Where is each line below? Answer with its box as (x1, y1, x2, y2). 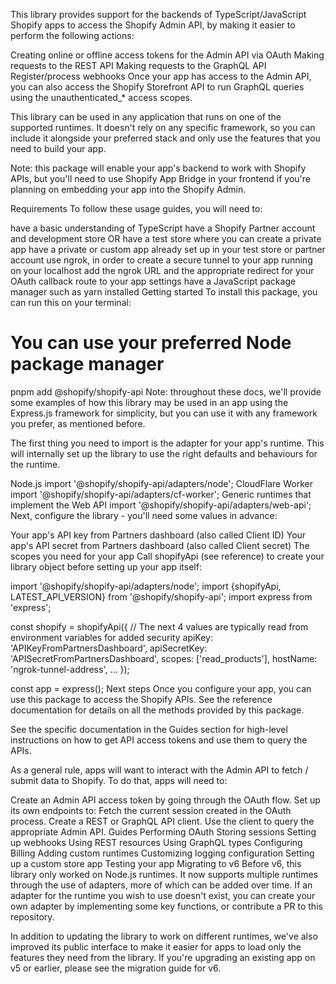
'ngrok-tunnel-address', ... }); (10, 663, 130, 675)
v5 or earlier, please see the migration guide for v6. (10, 962, 222, 974)
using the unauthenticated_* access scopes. (10, 92, 193, 103)
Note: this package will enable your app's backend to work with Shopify (10, 162, 307, 174)
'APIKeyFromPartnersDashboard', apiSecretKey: (10, 642, 208, 654)
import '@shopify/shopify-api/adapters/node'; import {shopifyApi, (10, 580, 282, 592)
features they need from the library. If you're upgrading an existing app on (10, 951, 316, 963)
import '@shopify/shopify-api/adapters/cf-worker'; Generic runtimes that (10, 488, 312, 500)
